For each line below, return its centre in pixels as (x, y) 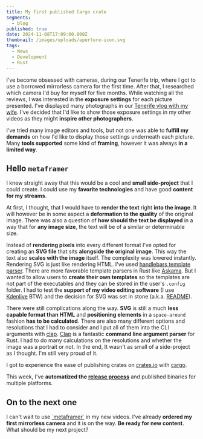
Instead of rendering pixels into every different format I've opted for (91, 245)
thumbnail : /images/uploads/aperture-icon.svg (66, 40)
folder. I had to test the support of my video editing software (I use (90, 290)
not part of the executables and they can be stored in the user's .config (96, 284)
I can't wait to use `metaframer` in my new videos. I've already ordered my (99, 417)
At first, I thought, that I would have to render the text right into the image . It (101, 208)
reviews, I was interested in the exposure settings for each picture (89, 99)
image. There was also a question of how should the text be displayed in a (100, 220)
